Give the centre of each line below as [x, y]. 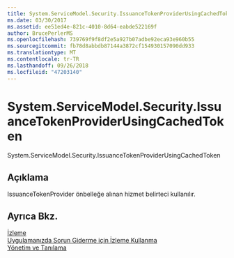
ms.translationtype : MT [42, 53]
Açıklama [28, 177]
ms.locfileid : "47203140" [45, 72]
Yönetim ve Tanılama [37, 248]
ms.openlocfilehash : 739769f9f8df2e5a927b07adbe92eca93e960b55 [101, 40]
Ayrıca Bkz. [33, 216]
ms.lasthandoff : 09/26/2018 [48, 66]
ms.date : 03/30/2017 [37, 20]
